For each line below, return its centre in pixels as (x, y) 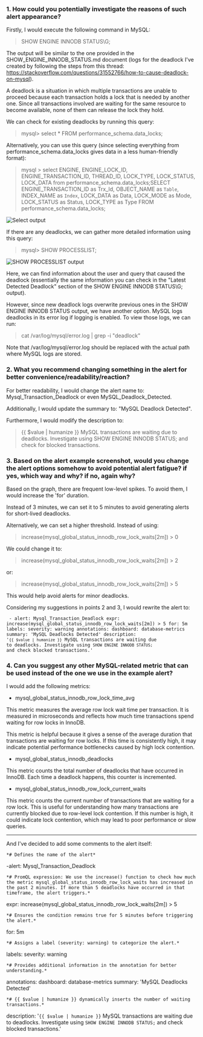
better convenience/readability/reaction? (68, 377)
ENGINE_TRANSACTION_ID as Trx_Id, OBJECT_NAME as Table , (100, 189)
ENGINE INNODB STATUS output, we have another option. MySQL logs (95, 311)
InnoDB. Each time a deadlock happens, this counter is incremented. (92, 777)
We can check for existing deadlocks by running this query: (80, 122)
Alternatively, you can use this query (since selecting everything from (93, 145)
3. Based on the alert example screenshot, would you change (98, 460)
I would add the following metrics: (48, 686)
